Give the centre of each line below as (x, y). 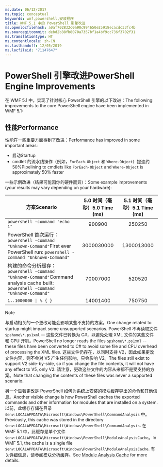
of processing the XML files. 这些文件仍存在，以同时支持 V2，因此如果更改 (80, 352)
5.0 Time (103, 208)
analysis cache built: (31, 283)
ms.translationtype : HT (29, 37)
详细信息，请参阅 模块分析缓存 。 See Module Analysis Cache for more (78, 455)
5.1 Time (143, 208)
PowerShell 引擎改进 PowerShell (70, 75)
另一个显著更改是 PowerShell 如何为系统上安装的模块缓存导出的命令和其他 (79, 391)
